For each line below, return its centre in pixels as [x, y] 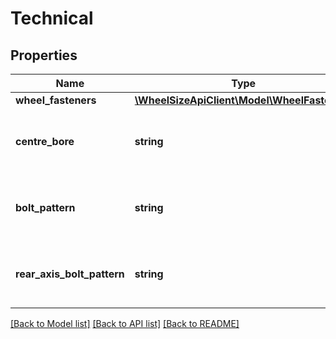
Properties [44, 55]
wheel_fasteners [56, 100]
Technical [52, 18]
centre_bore [45, 141]
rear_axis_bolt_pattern [70, 274]
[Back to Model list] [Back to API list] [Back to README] [125, 323]
